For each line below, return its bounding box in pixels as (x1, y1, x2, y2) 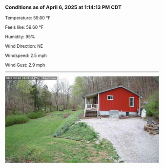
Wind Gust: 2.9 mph (5, 62, 45, 68)
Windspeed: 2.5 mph (5, 53, 47, 58)
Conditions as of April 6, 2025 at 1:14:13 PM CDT (5, 4, 122, 11)
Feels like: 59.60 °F (5, 24, 44, 30)
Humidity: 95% (5, 34, 35, 40)
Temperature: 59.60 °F (5, 15, 51, 21)
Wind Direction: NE (5, 43, 43, 49)
